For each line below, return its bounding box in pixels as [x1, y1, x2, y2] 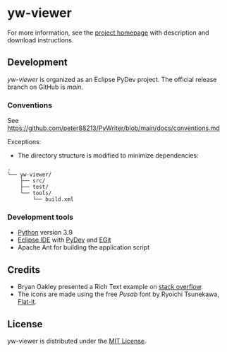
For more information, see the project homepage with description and [7, 28, 209, 37]
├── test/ [20, 184, 49, 191]
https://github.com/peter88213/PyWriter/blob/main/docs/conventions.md [7, 124, 220, 132]
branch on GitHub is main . [7, 83, 83, 91]
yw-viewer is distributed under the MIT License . [7, 336, 147, 345]
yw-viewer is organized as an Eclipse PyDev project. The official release [7, 75, 217, 83]
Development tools [7, 212, 74, 222]
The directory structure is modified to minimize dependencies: [17, 151, 199, 160]
